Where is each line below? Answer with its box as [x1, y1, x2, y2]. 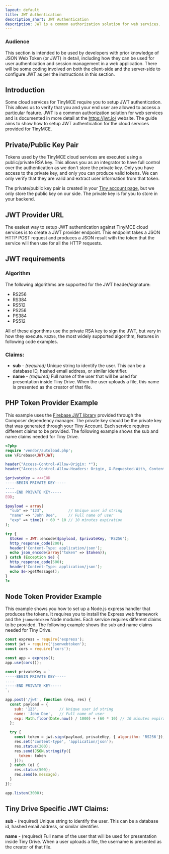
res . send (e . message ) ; [14, 772, 59, 777]
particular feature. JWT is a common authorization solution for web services [5, 110, 163, 116]
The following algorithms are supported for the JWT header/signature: [5, 281, 151, 287]
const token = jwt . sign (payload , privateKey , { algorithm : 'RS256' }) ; [14, 734, 165, 740]
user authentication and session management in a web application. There [5, 60, 157, 66]
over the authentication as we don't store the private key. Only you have [5, 165, 154, 171]
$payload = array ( [5, 504, 44, 509]
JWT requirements [5, 255, 65, 263]
